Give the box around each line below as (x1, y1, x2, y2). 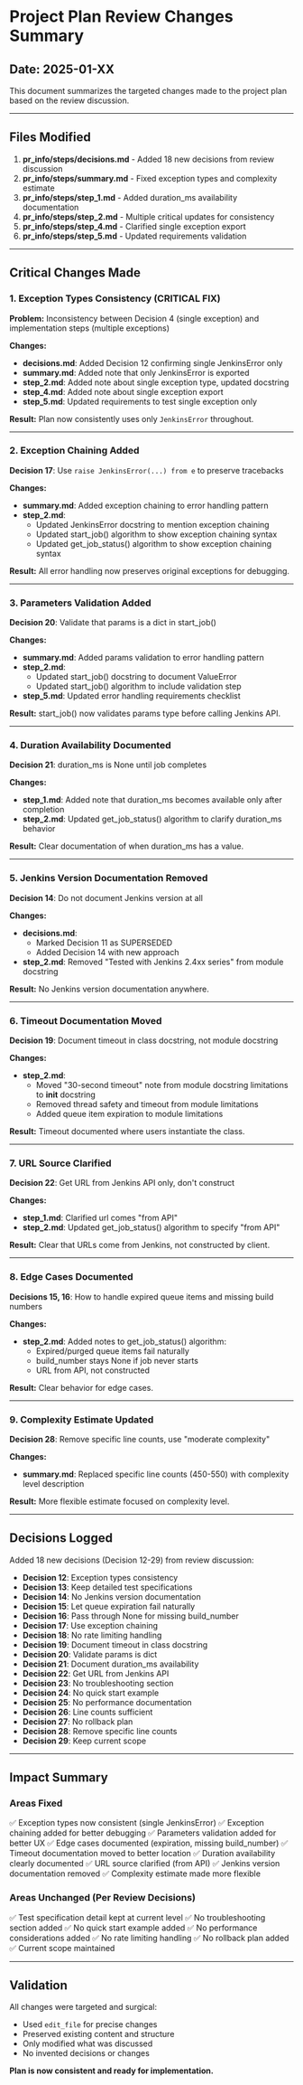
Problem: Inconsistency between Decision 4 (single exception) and (9, 313, 260, 324)
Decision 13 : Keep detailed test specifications (22, 1582, 193, 1592)
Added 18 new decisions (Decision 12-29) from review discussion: (9, 1554, 254, 1565)
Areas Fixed (9, 1797, 63, 1809)
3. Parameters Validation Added (9, 596, 151, 609)
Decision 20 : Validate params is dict (22, 1648, 158, 1659)
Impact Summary (9, 1770, 108, 1786)
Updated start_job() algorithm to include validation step (35, 681, 242, 692)
